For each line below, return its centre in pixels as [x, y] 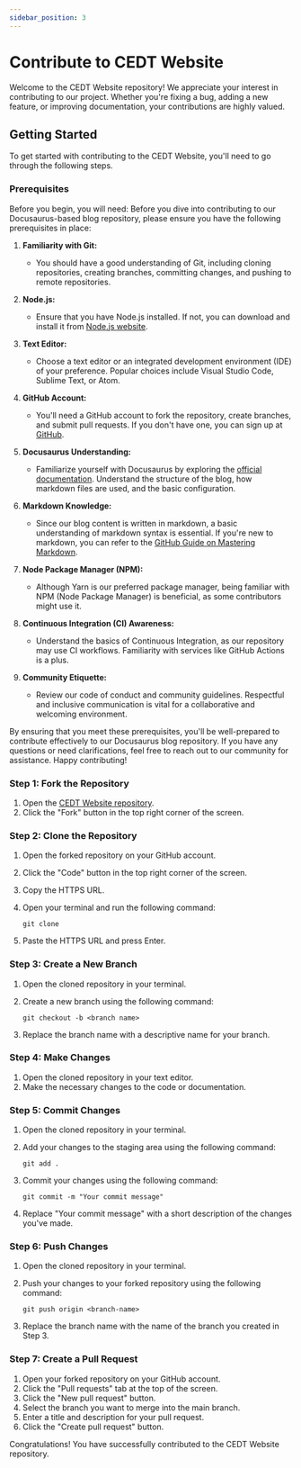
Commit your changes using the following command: [120, 1181]
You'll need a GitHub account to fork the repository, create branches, [164, 415]
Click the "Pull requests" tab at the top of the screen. [120, 1388]
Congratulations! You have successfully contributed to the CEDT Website [145, 1444]
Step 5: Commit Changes [65, 1110]
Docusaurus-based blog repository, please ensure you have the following [145, 218]
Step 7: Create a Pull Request [74, 1359]
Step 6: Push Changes [59, 1247]
